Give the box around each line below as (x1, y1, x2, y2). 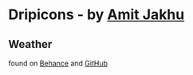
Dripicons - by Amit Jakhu (8, 6, 185, 24)
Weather (8, 37, 53, 51)
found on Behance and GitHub (8, 58, 108, 68)
